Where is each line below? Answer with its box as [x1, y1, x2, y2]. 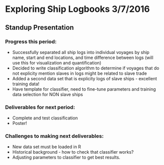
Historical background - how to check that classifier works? [12, 149, 134, 155]
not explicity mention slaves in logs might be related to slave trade [12, 70, 147, 76]
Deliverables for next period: [5, 104, 76, 110]
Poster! [12, 120, 27, 126]
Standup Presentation [5, 23, 74, 32]
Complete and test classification [12, 115, 78, 121]
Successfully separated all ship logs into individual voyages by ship [12, 49, 150, 55]
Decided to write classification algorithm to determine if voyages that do [12, 65, 160, 71]
